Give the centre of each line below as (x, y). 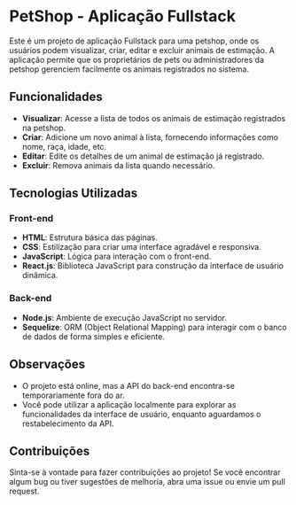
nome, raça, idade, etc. (64, 146)
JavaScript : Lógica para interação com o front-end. (117, 256)
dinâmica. (40, 276)
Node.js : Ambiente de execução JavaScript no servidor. (125, 317)
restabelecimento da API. (68, 423)
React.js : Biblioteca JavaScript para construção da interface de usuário (152, 266)
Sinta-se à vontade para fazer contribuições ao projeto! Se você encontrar (145, 472)
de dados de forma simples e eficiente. (93, 336)
